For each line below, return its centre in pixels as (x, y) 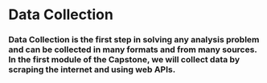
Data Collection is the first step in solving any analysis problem (134, 40)
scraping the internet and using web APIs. (92, 69)
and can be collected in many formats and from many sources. (133, 49)
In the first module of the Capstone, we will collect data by (124, 60)
